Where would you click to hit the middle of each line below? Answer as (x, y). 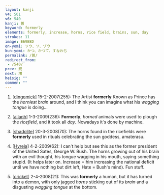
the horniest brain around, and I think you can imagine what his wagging (85, 102)
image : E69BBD (20, 42)
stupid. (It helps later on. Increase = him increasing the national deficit (83, 162)
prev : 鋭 (14, 69)
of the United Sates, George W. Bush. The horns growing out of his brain (86, 151)
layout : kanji (20, 10)
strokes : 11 (17, 37)
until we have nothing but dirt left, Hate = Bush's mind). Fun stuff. (78, 167)
